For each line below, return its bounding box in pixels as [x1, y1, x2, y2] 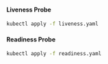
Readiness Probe [6, 35, 56, 44]
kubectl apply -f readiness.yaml [6, 50, 102, 57]
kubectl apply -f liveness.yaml [6, 20, 98, 27]
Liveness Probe [6, 5, 52, 14]
